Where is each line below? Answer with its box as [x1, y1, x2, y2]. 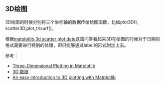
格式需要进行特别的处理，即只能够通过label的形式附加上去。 [5, 42, 129, 48]
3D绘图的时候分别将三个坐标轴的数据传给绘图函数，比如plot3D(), [5, 19, 139, 25]
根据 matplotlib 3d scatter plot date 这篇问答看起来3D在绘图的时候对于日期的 [5, 35, 161, 41]
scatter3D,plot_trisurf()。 [5, 25, 56, 31]
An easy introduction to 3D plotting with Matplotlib [12, 74, 116, 80]
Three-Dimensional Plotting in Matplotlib [12, 62, 96, 68]
